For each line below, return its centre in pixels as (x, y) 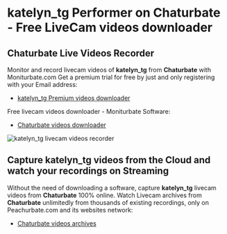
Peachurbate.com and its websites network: (70, 210)
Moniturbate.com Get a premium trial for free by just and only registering (111, 77)
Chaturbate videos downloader (61, 125)
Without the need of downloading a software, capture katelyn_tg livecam (112, 187)
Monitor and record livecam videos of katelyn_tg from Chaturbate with (109, 70)
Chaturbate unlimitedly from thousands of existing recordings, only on (108, 202)
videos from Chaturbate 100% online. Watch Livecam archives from (105, 195)
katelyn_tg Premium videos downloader (74, 98)
